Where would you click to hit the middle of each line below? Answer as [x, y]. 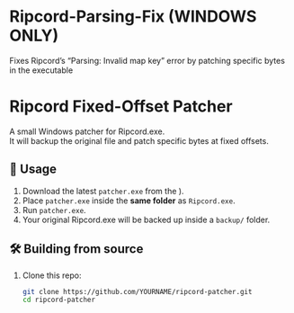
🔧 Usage [33, 170]
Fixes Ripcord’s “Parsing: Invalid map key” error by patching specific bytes [147, 60]
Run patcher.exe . [54, 210]
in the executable [41, 70]
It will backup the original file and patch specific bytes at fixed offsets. [139, 140]
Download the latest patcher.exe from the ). [103, 191]
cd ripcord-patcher [59, 300]
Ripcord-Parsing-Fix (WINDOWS [133, 17]
